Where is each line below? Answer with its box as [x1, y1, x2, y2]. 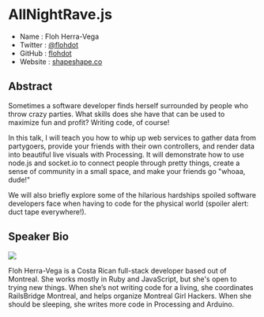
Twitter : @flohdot [19, 40, 79, 49]
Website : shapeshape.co [19, 57, 103, 66]
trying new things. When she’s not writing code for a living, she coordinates [8, 282, 254, 292]
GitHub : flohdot [19, 48, 73, 58]
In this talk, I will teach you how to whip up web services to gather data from [8, 133, 257, 142]
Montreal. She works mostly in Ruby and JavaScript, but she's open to [8, 274, 237, 284]
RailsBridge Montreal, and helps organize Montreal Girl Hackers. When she [8, 291, 251, 300]
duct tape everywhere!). [8, 207, 87, 217]
